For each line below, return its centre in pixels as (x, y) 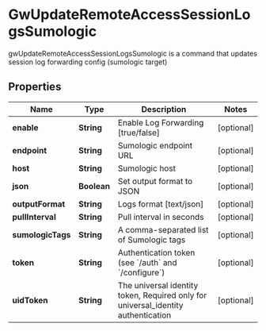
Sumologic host (147, 168)
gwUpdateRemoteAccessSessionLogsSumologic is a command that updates (133, 53)
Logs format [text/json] (161, 204)
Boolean (94, 186)
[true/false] (139, 133)
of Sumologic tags (152, 240)
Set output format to (155, 181)
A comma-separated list (163, 229)
